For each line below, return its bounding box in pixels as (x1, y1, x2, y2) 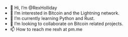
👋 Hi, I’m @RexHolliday (10, 5, 57, 10)
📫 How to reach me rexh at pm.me (10, 26, 83, 32)
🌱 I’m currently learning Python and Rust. (10, 15, 95, 21)
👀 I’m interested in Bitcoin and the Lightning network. (10, 10, 119, 16)
